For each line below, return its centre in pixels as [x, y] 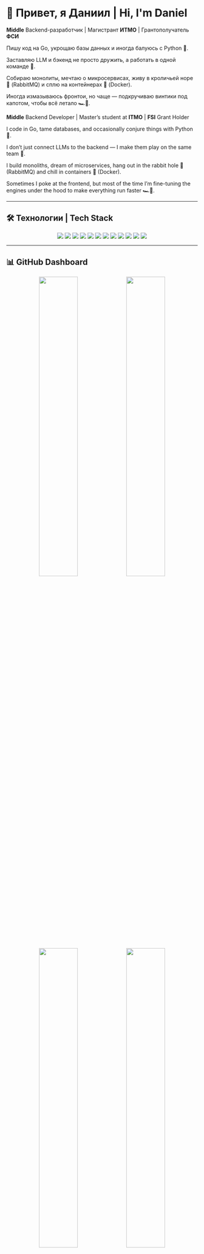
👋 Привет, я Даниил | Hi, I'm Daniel [97, 13]
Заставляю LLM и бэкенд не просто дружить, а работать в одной [91, 60]
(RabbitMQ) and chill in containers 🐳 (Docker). [64, 172]
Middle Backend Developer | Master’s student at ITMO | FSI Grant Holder [98, 117]
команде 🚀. [21, 66]
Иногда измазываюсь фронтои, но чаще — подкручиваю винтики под [97, 96]
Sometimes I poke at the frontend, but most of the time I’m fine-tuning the [99, 183]
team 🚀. [16, 153]
